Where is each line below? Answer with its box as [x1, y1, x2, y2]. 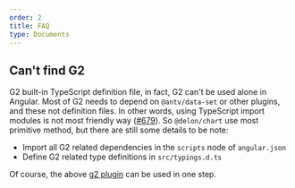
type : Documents [9, 30, 70, 38]
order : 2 [9, 13, 42, 22]
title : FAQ [9, 21, 50, 30]
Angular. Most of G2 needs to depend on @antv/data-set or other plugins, [9, 96, 281, 107]
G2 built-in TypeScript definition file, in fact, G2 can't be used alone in [9, 87, 266, 98]
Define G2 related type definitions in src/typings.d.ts [21, 151, 222, 162]
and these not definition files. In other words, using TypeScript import [9, 106, 265, 116]
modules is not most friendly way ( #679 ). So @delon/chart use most [9, 115, 259, 126]
